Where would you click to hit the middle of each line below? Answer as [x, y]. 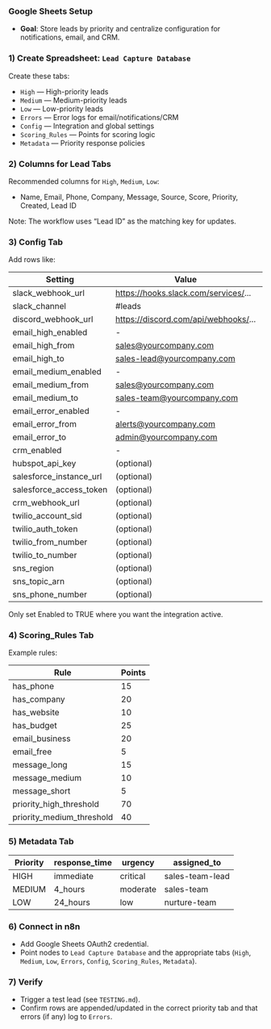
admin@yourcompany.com [167, 437]
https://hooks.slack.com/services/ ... [183, 294]
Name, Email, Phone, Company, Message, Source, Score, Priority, [129, 197]
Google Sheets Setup [50, 11]
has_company [39, 699]
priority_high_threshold [56, 804]
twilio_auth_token [45, 529]
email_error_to [40, 437]
